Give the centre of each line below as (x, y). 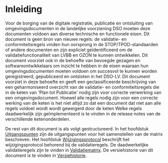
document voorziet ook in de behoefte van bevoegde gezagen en (73, 60)
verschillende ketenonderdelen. (38, 119)
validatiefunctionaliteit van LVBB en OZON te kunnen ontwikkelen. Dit (76, 55)
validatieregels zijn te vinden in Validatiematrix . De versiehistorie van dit (79, 150)
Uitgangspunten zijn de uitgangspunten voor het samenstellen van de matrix (84, 134)
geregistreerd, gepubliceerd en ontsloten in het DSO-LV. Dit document (78, 76)
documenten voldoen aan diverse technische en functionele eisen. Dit (77, 34)
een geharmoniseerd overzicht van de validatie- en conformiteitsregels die (82, 87)
